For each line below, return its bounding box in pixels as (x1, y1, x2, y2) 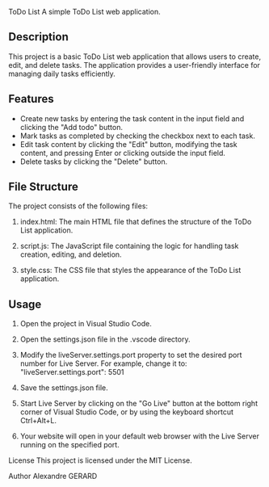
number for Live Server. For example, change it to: (19, 359, 187, 368)
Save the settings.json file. (19, 383, 109, 393)
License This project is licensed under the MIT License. (8, 456, 192, 465)
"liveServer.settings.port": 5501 (19, 367, 124, 377)
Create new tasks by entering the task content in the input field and (19, 113, 245, 124)
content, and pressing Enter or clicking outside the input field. (19, 148, 226, 157)
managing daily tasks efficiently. (8, 69, 116, 78)
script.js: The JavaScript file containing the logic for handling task (19, 241, 239, 251)
